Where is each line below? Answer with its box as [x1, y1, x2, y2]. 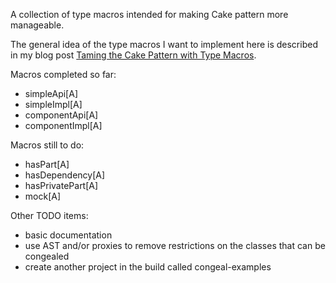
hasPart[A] [24, 159, 70, 170]
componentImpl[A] [24, 120, 103, 131]
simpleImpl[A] [24, 99, 83, 110]
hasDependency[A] [24, 169, 106, 181]
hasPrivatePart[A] [24, 180, 99, 191]
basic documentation [24, 229, 113, 241]
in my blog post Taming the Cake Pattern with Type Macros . [10, 49, 257, 61]
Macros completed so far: [10, 69, 117, 80]
